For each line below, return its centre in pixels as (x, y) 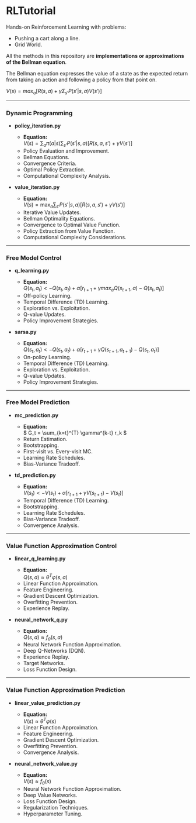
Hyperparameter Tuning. (53, 814)
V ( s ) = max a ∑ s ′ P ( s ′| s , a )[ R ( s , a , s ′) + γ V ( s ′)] (74, 205)
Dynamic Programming (39, 113)
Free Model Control (34, 257)
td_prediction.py (35, 475)
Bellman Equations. (46, 157)
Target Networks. (44, 663)
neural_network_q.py (41, 619)
